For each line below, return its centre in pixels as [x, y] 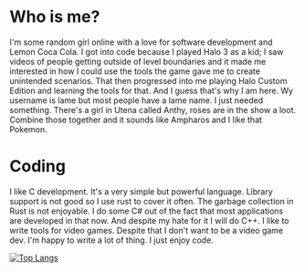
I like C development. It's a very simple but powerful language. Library [142, 191]
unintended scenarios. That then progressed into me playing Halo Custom [148, 80]
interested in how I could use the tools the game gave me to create [135, 71]
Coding [38, 167]
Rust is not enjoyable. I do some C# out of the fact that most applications [147, 211]
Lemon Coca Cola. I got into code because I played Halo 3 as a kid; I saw [147, 51]
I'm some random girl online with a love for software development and [141, 42]
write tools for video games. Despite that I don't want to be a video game [147, 230]
